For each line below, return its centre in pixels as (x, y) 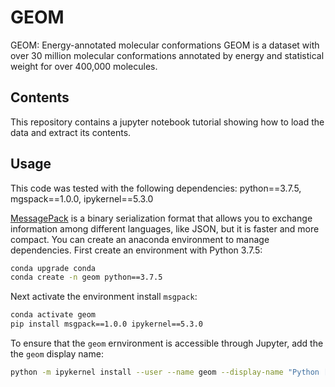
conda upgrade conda (53, 268)
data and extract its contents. (71, 132)
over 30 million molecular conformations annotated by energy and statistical (167, 55)
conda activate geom (53, 315)
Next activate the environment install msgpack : (104, 297)
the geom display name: (57, 354)
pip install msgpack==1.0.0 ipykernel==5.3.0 (106, 324)
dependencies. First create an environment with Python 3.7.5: (136, 250)
